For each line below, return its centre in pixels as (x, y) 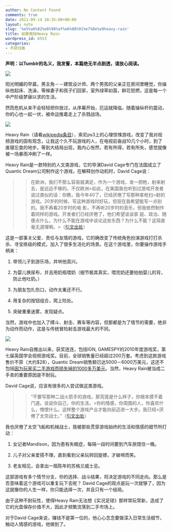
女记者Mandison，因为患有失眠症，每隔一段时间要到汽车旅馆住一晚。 (86, 444)
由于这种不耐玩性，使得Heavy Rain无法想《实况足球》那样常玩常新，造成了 (84, 500)
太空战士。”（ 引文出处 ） (64, 416)
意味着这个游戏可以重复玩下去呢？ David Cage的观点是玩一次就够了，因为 (88, 483)
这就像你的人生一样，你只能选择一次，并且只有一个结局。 (66, 489)
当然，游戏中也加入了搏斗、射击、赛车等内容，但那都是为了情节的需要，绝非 (86, 322)
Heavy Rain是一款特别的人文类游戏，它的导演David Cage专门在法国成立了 (83, 165)
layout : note (19, 24)
